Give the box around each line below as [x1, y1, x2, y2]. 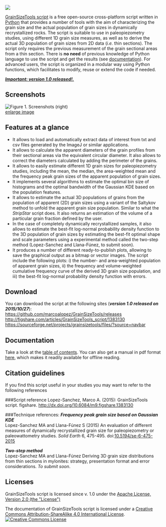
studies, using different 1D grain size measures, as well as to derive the [5, 35, 150, 41]
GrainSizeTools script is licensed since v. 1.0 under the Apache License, [5, 491, 151, 497]
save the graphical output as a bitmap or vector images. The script [12, 252, 149, 258]
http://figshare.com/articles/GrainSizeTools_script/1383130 [5, 316, 125, 322]
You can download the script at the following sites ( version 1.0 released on [5, 301, 159, 307]
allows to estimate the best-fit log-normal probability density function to [12, 226, 160, 232]
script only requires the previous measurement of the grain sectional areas [5, 46, 158, 52]
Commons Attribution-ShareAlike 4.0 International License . [5, 511, 125, 517]
